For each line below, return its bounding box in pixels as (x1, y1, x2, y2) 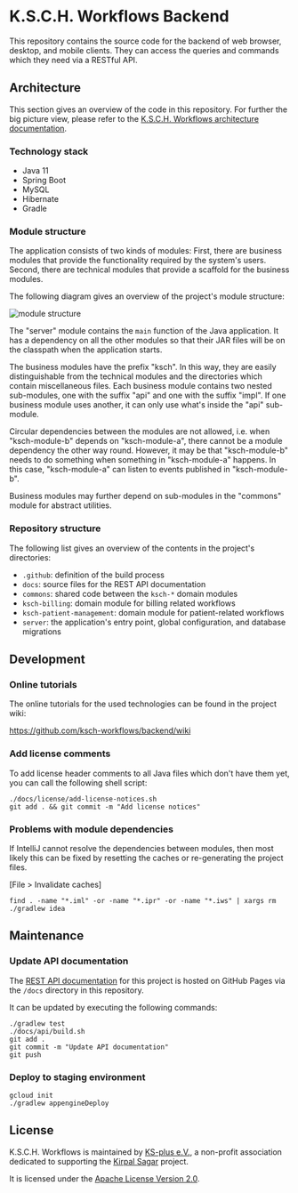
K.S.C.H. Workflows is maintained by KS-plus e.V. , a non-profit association (9, 1146, 283, 1157)
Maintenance (9, 928, 85, 944)
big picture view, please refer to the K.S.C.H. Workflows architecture (9, 113, 260, 124)
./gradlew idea (9, 904, 66, 913)
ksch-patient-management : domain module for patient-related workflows (21, 607, 285, 617)
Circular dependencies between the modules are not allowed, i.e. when (9, 426, 270, 437)
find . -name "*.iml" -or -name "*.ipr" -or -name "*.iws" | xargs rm (9, 896, 277, 905)
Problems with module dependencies (9, 823, 173, 835)
